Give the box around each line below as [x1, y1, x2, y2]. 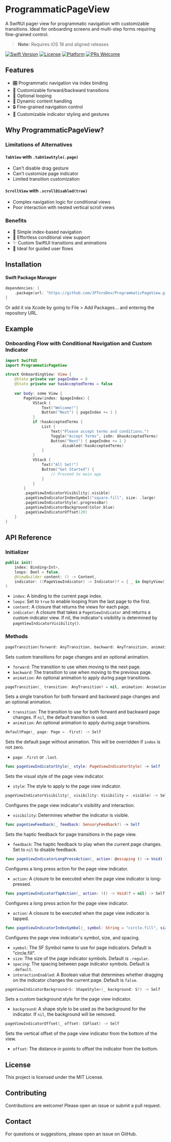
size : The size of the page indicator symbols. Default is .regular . [12, 955, 150, 961]
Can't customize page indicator [12, 171, 79, 177]
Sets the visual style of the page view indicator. [5, 773, 104, 780]
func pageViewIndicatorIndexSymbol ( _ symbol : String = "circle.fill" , [5, 925, 158, 930]
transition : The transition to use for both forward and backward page [12, 709, 160, 715]
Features [5, 66, 34, 75]
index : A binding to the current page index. [12, 593, 103, 599]
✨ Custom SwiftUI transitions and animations [12, 239, 107, 246]
